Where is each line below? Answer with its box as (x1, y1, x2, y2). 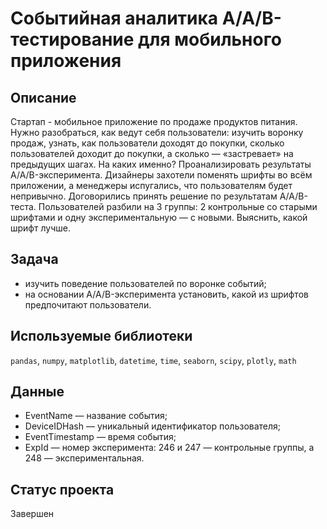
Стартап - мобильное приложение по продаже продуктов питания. (10, 116, 298, 127)
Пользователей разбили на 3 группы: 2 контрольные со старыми (38, 201, 318, 212)
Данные (10, 383, 65, 401)
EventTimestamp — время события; (24, 431, 177, 443)
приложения (10, 50, 122, 72)
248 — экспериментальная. (24, 452, 145, 464)
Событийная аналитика (10, 7, 219, 30)
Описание (10, 89, 77, 106)
